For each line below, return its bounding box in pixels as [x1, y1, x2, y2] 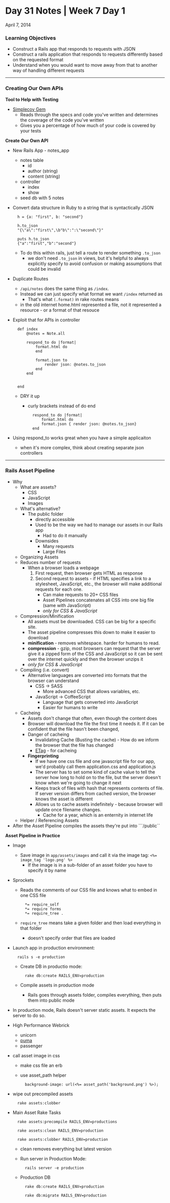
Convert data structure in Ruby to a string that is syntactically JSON [12, 204, 154, 210]
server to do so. [12, 1012, 46, 1018]
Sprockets [12, 877, 34, 883]
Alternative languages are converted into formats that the [27, 672, 147, 678]
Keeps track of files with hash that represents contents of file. [35, 785, 164, 791]
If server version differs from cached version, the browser [35, 790, 156, 796]
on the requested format [12, 57, 64, 63]
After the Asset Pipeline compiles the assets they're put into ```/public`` [12, 823, 160, 829]
